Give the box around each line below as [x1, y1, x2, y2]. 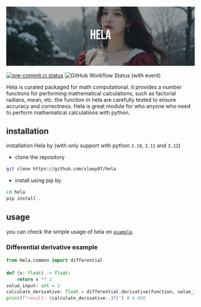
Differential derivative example [6, 243, 98, 251]
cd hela [6, 189, 26, 195]
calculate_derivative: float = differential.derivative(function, [6, 289, 175, 295]
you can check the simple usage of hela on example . [6, 228, 134, 235]
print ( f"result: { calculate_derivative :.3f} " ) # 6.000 [6, 295, 146, 302]
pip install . [6, 195, 42, 201]
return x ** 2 [17, 276, 52, 282]
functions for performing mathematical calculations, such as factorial [6, 89, 176, 97]
